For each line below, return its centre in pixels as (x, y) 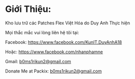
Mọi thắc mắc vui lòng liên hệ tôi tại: (42, 32)
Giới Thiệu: (28, 9)
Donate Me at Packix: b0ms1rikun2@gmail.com (54, 71)
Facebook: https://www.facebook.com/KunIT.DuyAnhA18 (64, 42)
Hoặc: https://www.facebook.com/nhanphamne (54, 52)
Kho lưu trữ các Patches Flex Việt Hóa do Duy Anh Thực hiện (68, 23)
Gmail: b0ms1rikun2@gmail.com (38, 61)
